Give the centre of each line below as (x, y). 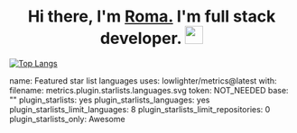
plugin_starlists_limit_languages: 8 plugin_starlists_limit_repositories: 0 (140, 109)
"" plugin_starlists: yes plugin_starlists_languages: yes (110, 100)
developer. (141, 39)
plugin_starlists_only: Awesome (67, 119)
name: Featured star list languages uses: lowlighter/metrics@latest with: (143, 80)
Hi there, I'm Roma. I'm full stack (152, 17)
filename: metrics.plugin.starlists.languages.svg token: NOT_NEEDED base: (149, 90)
